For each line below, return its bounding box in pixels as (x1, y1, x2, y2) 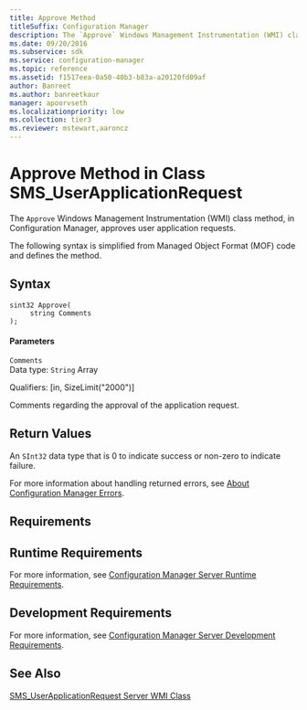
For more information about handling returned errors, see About (9, 477, 249, 489)
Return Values (9, 426, 92, 441)
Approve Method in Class (9, 164, 206, 184)
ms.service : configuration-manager (9, 56, 145, 65)
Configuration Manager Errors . (9, 487, 125, 498)
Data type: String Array (9, 364, 99, 375)
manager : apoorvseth (9, 98, 89, 108)
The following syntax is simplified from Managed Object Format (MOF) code (9, 239, 296, 251)
